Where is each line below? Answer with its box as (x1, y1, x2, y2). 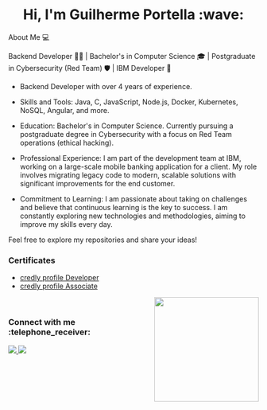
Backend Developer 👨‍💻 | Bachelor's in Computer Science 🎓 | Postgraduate (8, 51, 256, 61)
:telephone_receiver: (8, 326, 91, 338)
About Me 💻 (8, 32, 50, 41)
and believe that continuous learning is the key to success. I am (19, 202, 228, 212)
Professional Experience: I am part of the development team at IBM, (19, 153, 242, 162)
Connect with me (8, 317, 75, 328)
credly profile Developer (19, 273, 99, 283)
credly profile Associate (19, 281, 98, 291)
